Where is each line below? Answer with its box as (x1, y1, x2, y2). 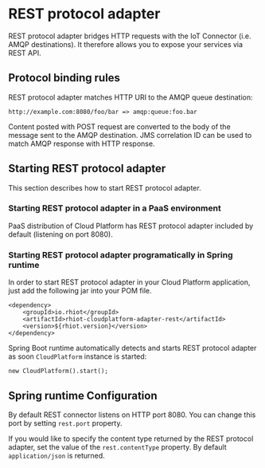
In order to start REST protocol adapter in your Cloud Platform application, (8, 277, 251, 287)
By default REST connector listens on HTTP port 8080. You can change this (8, 410, 256, 419)
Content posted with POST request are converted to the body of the (8, 121, 231, 132)
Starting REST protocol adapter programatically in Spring (8, 249, 233, 260)
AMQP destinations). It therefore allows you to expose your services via (8, 39, 244, 49)
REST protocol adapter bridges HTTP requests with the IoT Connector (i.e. (8, 31, 252, 41)
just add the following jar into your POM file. (8, 286, 152, 296)
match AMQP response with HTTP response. (8, 139, 155, 148)
